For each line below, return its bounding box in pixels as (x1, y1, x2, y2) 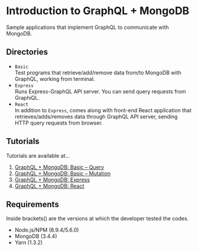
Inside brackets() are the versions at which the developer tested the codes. (6, 215, 189, 222)
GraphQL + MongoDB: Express (14, 176, 90, 183)
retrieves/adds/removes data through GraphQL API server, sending (14, 113, 178, 120)
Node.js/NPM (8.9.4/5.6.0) (14, 226, 79, 234)
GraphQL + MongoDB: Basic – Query (14, 164, 105, 171)
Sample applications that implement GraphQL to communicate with (6, 24, 170, 31)
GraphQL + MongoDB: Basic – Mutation (14, 169, 111, 177)
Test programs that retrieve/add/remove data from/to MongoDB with (14, 69, 181, 76)
